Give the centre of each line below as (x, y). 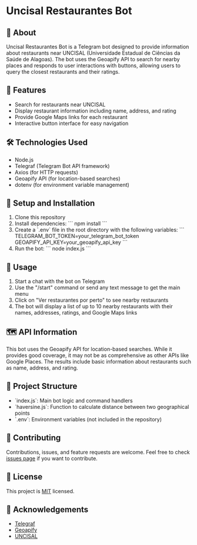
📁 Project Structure (42, 386)
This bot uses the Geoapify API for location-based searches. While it (89, 349)
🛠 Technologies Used (47, 143)
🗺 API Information (42, 332)
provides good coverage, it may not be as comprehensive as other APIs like (98, 355)
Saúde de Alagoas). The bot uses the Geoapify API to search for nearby (93, 59)
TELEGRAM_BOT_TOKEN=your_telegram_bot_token (77, 236)
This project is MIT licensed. (40, 491)
